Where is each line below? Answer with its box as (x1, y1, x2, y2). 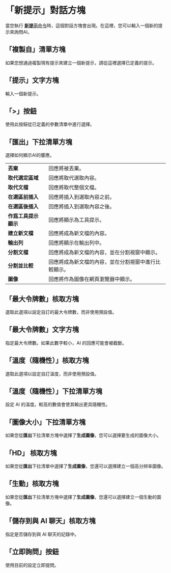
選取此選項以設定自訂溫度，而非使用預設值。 (5, 370, 99, 377)
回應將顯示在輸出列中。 (48, 239, 105, 247)
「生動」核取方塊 (5, 479, 59, 488)
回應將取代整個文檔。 (48, 184, 100, 191)
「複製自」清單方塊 (5, 45, 66, 54)
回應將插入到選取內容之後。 (48, 203, 115, 210)
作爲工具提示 (8, 212, 39, 220)
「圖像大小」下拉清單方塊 (5, 418, 85, 426)
